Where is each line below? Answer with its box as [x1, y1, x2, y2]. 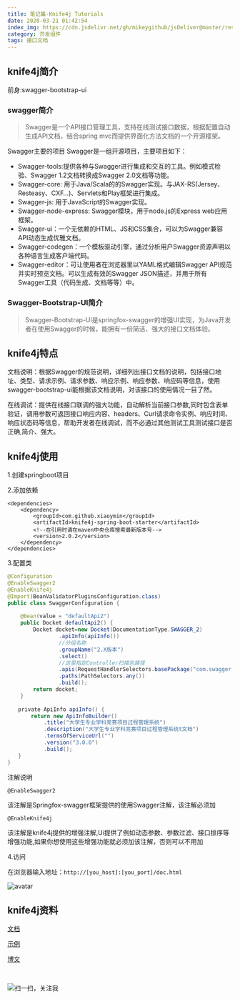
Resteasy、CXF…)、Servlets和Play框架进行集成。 [17, 189, 164, 197]
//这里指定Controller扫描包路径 [58, 659, 145, 667]
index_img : [7, 24, 40, 31]
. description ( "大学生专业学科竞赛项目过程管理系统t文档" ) [44, 726, 199, 733]
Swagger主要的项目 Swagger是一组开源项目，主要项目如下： [7, 147, 187, 156]
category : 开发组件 [7, 30, 61, 38]
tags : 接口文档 [7, 37, 49, 44]
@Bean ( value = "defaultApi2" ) [20, 612, 111, 620]
